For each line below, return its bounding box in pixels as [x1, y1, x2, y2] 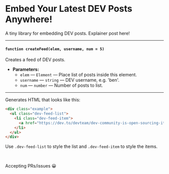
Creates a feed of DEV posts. [5, 57, 65, 63]
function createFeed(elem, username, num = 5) [5, 46, 105, 52]
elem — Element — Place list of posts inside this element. [20, 72, 137, 78]
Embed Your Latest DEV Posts [5, 3, 132, 15]
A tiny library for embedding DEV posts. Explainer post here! [5, 30, 130, 36]
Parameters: [12, 66, 39, 73]
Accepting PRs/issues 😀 [5, 163, 57, 169]
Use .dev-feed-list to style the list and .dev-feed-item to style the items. [5, 143, 158, 149]
